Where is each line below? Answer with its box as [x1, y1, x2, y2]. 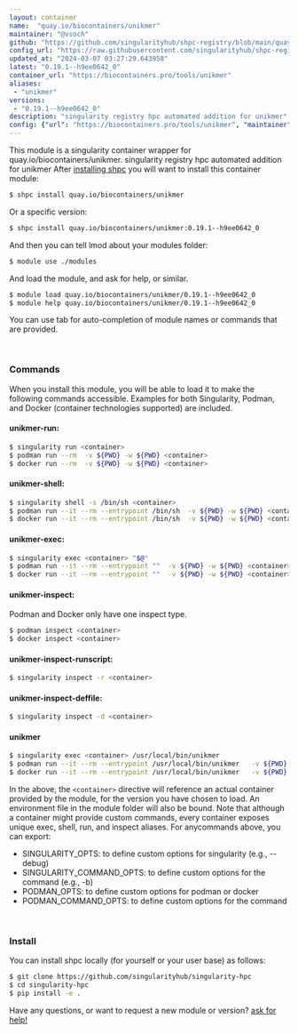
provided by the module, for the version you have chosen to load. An [9, 793, 260, 805]
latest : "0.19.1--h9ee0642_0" [9, 63, 122, 72]
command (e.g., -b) [21, 877, 94, 887]
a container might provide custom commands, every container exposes [9, 813, 270, 823]
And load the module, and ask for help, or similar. [9, 273, 189, 284]
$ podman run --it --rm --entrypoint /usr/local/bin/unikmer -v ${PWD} [9, 759, 288, 769]
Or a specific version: [9, 206, 88, 217]
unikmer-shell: [9, 478, 65, 489]
